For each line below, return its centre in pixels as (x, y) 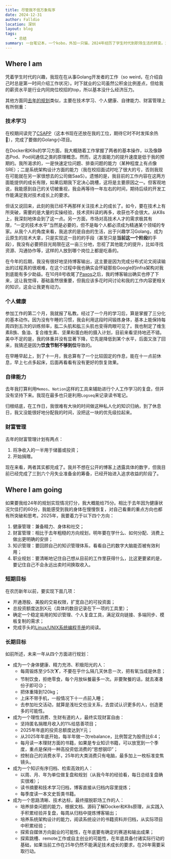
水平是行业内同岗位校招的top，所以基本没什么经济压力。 (78, 89)
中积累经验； (34, 826)
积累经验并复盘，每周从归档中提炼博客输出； (72, 813)
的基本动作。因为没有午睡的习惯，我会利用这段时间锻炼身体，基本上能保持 (83, 320)
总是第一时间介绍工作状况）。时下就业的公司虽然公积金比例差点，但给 (87, 83)
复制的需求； (31, 621)
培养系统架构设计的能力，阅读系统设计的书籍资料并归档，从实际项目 (92, 819)
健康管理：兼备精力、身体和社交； (48, 526)
